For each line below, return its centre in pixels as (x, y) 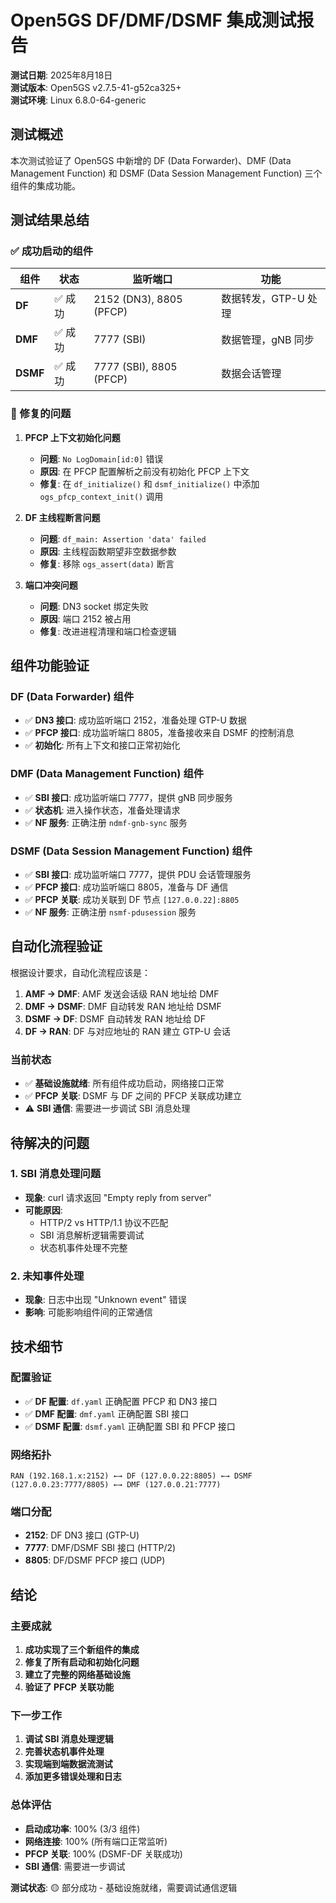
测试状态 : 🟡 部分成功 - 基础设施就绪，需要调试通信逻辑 (124, 1887)
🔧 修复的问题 (41, 414)
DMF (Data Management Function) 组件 (107, 774)
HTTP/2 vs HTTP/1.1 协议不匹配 (104, 1222)
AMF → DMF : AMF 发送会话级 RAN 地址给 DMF (122, 993)
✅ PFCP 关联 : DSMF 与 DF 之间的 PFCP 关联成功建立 (133, 1096)
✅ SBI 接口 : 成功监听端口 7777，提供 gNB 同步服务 (128, 797)
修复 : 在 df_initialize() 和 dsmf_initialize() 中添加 (149, 483)
